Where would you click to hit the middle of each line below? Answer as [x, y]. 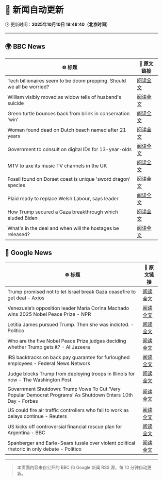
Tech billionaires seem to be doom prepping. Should [67, 81]
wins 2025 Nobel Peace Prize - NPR [49, 314]
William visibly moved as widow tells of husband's [64, 97]
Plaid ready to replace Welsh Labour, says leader [63, 198]
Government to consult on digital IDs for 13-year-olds [70, 149]
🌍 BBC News [25, 47]
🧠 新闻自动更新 [34, 10]
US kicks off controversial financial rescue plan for [65, 427]
